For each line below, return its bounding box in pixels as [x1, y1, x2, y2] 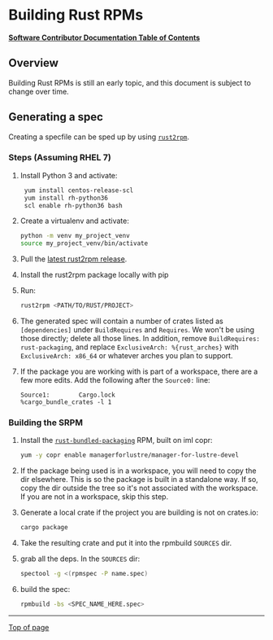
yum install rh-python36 [24, 194, 108, 202]
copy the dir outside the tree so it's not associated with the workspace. [19, 483, 258, 493]
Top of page [8, 622, 50, 632]
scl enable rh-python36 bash [24, 201, 123, 209]
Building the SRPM [8, 417, 84, 428]
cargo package [19, 524, 68, 532]
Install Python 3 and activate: [19, 170, 118, 180]
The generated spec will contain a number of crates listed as [19, 316, 223, 327]
